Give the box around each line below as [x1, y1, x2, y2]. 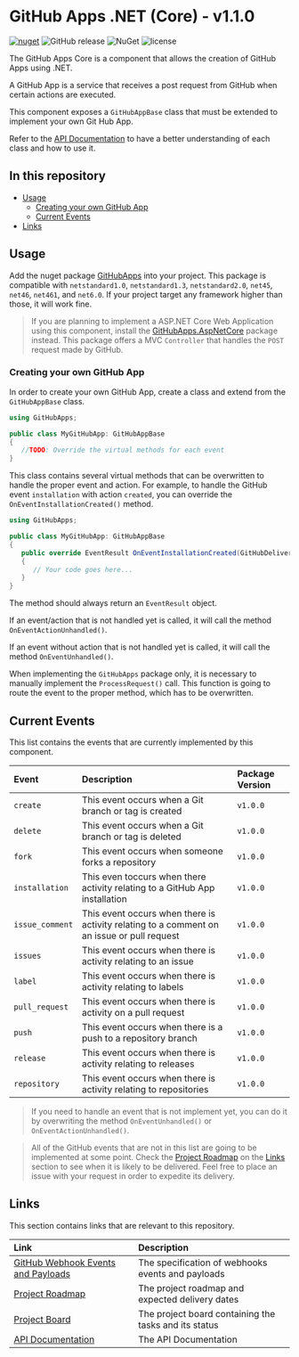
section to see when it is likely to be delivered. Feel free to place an [30, 1161, 278, 1173]
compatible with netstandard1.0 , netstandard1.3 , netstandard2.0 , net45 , [9, 279, 273, 290]
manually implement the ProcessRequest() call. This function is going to [9, 678, 271, 689]
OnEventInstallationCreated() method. [9, 499, 154, 510]
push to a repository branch [81, 1032, 198, 1044]
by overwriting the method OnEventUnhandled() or [30, 1116, 212, 1126]
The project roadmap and [137, 1281, 245, 1294]
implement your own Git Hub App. [9, 116, 133, 127]
